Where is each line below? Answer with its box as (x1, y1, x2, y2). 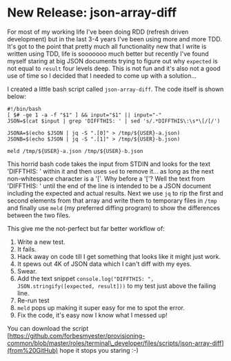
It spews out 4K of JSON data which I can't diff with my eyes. (17, 260, 192, 268)
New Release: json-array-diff (7, 5, 177, 21)
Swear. (17, 267, 37, 275)
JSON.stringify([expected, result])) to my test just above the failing (17, 281, 217, 290)
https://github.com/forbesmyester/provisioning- (9, 331, 145, 340)
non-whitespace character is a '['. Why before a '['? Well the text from (7, 174, 205, 183)
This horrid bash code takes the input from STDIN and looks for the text (7, 160, 211, 168)
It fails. (17, 245, 37, 253)
